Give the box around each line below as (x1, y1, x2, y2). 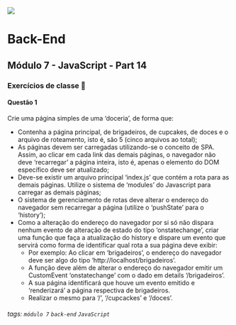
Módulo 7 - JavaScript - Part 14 (7, 59, 147, 71)
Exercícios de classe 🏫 (7, 80, 86, 90)
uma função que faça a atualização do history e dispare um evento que (17, 233, 226, 241)
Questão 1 (7, 98, 38, 106)
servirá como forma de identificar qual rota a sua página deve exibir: (17, 241, 218, 249)
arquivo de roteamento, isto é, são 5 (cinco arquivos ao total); (17, 135, 198, 143)
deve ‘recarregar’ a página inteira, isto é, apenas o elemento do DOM (17, 158, 220, 166)
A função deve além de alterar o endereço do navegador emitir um (28, 263, 223, 272)
